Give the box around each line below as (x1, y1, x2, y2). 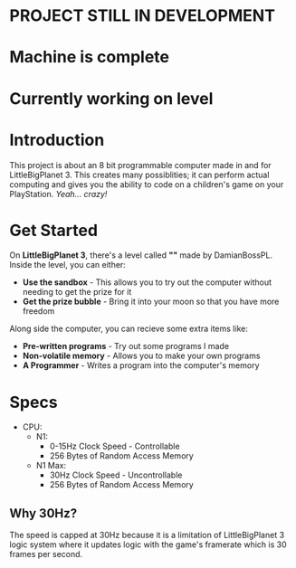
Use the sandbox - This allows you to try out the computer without (22, 277, 272, 288)
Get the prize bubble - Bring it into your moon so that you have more (22, 296, 280, 308)
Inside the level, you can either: (9, 260, 127, 270)
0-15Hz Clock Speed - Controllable (49, 440, 180, 452)
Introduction (9, 129, 105, 150)
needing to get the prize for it (22, 287, 132, 298)
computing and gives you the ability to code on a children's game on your (9, 178, 284, 190)
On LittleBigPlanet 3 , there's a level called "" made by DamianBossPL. (9, 250, 273, 260)
